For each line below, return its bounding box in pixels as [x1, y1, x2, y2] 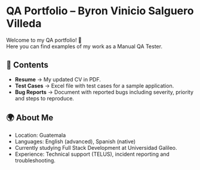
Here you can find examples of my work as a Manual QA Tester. [6, 43, 163, 50]
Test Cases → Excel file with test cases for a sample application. [14, 82, 174, 89]
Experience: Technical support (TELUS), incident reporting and [14, 150, 170, 158]
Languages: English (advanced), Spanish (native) [14, 138, 136, 145]
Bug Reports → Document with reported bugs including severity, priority [14, 88, 194, 96]
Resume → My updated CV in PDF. [14, 75, 101, 83]
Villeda [6, 17, 42, 30]
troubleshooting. [14, 156, 56, 164]
